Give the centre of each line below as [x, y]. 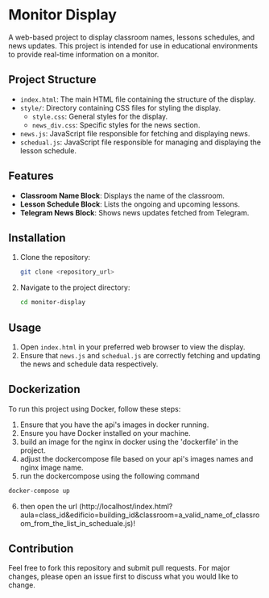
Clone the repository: [55, 257]
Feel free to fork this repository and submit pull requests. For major [120, 568]
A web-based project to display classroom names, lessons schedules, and [132, 37]
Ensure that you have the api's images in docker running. [114, 424]
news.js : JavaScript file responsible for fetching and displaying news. [135, 133]
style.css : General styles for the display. [100, 116]
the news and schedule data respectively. [89, 364]
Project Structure [52, 79]
